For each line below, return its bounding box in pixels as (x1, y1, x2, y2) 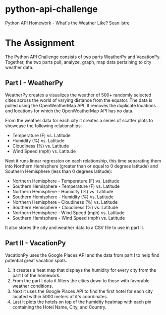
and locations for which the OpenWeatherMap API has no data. (5, 108, 134, 114)
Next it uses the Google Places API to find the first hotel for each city (12, 288, 153, 294)
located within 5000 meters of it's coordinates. (12, 293, 108, 299)
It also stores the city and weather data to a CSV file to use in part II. (5, 225, 145, 231)
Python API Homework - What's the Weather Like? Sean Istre (5, 20, 130, 26)
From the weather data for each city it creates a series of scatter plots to (5, 117, 153, 123)
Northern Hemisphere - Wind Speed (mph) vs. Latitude (12, 210, 125, 216)
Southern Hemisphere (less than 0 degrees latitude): (5, 168, 112, 174)
